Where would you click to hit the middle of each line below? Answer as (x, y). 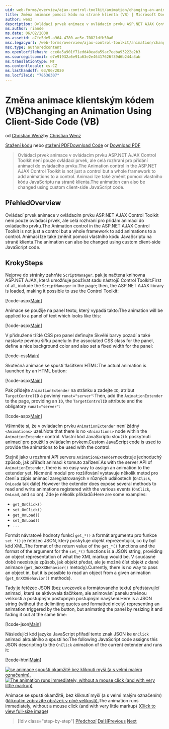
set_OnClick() (27, 510)
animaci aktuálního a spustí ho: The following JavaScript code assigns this (81, 639)
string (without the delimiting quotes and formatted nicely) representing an (82, 604)
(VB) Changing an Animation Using (78, 111)
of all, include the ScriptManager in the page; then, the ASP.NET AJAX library (84, 286)
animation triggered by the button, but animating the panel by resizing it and (84, 609)
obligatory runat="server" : (33, 407)
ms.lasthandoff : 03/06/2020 (35, 71)
